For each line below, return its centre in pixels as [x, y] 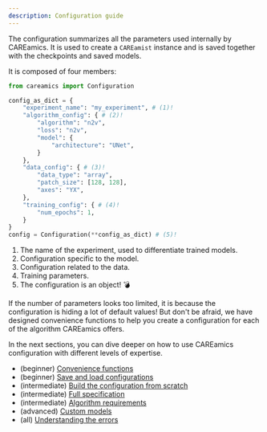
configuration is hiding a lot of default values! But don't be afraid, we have [131, 312]
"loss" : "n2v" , [63, 130]
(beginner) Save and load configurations [87, 377]
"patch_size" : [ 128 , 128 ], [82, 183]
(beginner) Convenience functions [77, 369]
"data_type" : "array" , [75, 175]
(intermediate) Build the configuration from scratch [104, 385]
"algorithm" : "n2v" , [71, 123]
